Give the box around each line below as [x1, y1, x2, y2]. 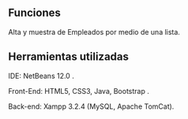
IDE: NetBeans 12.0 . [8, 71, 75, 80]
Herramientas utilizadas [8, 50, 129, 64]
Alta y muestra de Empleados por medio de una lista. [8, 27, 180, 36]
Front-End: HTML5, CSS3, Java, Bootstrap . [8, 86, 150, 95]
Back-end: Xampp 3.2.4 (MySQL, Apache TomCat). [8, 102, 175, 111]
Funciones [8, 6, 62, 20]
